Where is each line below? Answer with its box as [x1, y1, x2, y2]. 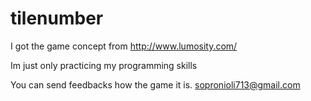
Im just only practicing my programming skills [10, 59, 198, 71]
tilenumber [10, 7, 104, 30]
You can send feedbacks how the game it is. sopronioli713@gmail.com [10, 78, 301, 91]
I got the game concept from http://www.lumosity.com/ [10, 40, 238, 52]
